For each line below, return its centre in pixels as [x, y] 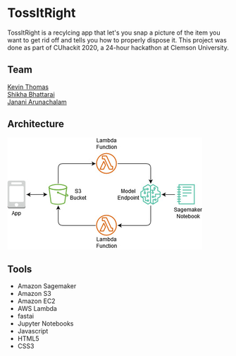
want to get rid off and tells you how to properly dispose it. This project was [117, 40]
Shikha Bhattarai [31, 94]
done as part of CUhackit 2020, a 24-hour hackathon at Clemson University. [118, 47]
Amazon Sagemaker [47, 286]
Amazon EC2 [36, 301]
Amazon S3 [34, 294]
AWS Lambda [37, 309]
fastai [25, 316]
